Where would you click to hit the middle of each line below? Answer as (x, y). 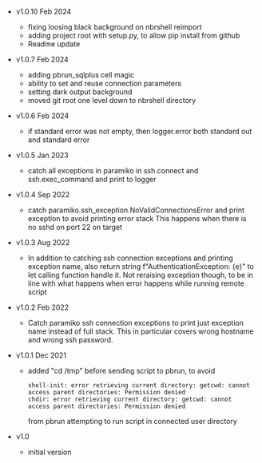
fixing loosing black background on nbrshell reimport (115, 27)
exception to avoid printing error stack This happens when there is (137, 218)
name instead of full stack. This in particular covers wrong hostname (141, 331)
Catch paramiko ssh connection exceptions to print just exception (135, 323)
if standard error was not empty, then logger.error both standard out (140, 131)
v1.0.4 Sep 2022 (43, 194)
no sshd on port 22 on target (75, 227)
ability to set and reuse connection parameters (105, 83)
